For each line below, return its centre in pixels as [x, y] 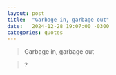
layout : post [26, 13]
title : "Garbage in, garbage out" [58, 20]
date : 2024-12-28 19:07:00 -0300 [58, 26]
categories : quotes [35, 32]
